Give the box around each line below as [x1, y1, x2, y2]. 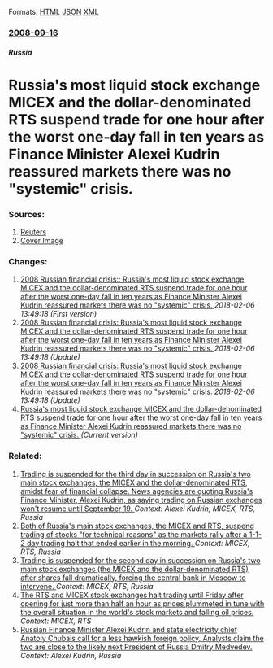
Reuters [19, 227, 47, 237]
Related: [8, 451, 42, 462]
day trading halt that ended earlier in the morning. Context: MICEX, [27, 538, 250, 548]
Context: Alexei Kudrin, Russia [19, 650, 122, 660]
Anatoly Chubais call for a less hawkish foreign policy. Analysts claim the [19, 633, 264, 643]
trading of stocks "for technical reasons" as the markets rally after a [19, 529, 248, 539]
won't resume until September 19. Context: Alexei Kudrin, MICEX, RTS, [19, 504, 256, 513]
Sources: [8, 208, 45, 220]
